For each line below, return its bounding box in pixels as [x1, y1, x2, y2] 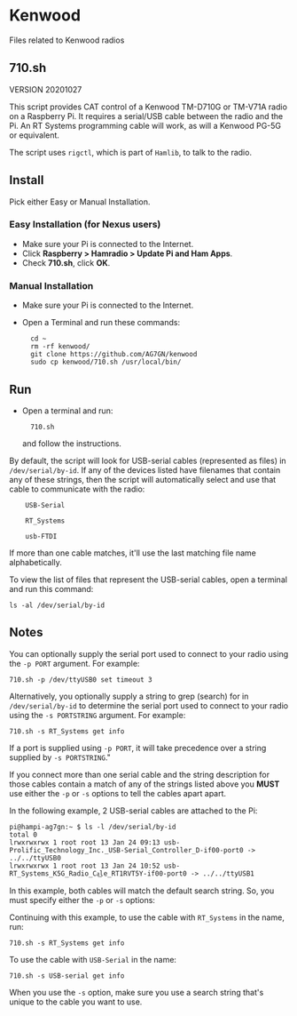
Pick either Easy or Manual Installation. [9, 196, 151, 207]
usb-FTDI [25, 532, 58, 540]
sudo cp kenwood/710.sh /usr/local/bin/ [30, 357, 182, 367]
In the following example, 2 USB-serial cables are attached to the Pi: [9, 805, 258, 816]
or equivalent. [9, 130, 60, 140]
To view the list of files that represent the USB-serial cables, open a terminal [9, 574, 288, 585]
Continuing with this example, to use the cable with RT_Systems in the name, [9, 912, 285, 923]
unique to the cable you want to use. [9, 996, 143, 1007]
